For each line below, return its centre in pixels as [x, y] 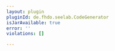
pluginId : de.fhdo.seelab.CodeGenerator [58, 17]
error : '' [19, 28]
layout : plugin [25, 12]
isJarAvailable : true [33, 23]
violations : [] [25, 34]
